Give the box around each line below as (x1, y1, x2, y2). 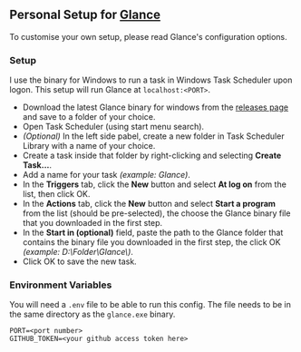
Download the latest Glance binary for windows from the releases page (22, 102, 288, 112)
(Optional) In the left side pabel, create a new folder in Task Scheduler (22, 131, 285, 142)
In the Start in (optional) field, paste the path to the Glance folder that (22, 227, 284, 239)
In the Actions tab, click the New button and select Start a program (22, 199, 277, 210)
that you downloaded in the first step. (22, 218, 163, 229)
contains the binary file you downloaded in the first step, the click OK (22, 237, 281, 248)
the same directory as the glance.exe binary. (9, 308, 176, 320)
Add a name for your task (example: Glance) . (22, 170, 190, 181)
